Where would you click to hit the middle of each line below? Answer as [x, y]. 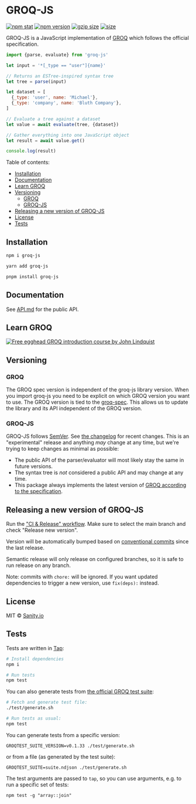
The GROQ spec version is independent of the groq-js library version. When [97, 390]
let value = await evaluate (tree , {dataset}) [62, 124]
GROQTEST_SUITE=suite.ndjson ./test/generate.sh [66, 767]
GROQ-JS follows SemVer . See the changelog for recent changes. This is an [98, 436]
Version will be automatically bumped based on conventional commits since [97, 542]
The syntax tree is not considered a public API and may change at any [99, 472]
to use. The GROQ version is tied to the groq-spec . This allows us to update [97, 402]
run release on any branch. [39, 565]
